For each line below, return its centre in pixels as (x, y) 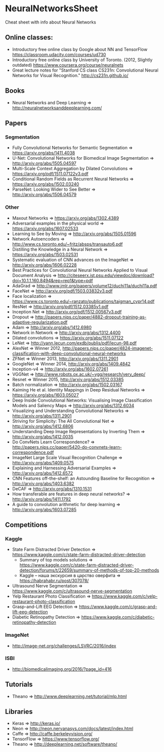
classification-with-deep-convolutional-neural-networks (69, 353)
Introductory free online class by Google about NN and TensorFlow (80, 49)
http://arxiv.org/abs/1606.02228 (44, 265)
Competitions (26, 525)
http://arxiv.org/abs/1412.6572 (43, 473)
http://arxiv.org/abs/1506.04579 (44, 194)
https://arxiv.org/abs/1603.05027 (46, 395)
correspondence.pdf (33, 452)
